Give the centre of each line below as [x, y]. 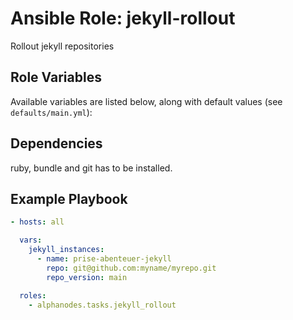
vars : [31, 240]
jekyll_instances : [66, 250]
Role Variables [56, 77]
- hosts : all [37, 222]
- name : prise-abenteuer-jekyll [104, 259]
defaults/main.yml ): [51, 112]
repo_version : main [87, 277]
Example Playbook [69, 198]
